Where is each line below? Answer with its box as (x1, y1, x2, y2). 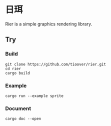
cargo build (5, 70, 30, 75)
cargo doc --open (5, 116, 41, 121)
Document (5, 105, 31, 112)
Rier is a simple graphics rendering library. (5, 20, 92, 27)
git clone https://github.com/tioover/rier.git (5, 61, 106, 67)
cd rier (5, 66, 21, 71)
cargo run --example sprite (5, 93, 64, 98)
